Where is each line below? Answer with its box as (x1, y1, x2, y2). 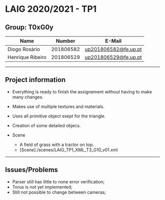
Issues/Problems (5, 166, 58, 174)
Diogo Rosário (7, 46, 40, 53)
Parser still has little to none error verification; (12, 178, 105, 185)
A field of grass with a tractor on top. (19, 142, 94, 147)
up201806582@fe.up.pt (84, 46, 142, 53)
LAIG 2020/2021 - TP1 (5, 3, 97, 15)
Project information (5, 76, 66, 84)
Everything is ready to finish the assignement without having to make (12, 88, 152, 94)
